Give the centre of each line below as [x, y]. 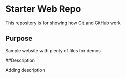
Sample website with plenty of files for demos [53, 50]
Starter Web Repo [43, 9]
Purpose [19, 38]
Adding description [25, 70]
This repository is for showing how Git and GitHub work [63, 23]
